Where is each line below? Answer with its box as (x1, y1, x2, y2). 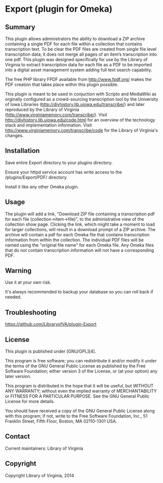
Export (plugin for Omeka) (5, 3, 113, 15)
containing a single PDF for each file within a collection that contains (5, 41, 143, 47)
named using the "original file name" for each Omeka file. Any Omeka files (5, 242, 154, 248)
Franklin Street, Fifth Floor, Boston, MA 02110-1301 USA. (5, 419, 117, 424)
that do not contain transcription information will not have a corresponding (5, 247, 154, 253)
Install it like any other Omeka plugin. (5, 184, 79, 189)
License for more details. (5, 399, 55, 404)
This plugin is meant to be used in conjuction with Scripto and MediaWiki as (5, 91, 157, 97)
